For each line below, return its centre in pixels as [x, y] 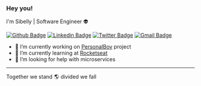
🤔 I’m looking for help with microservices [65, 59]
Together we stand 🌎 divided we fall [51, 77]
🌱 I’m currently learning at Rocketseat [61, 53]
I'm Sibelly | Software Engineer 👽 [47, 21]
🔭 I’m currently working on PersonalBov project [73, 47]
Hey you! [19, 8]
